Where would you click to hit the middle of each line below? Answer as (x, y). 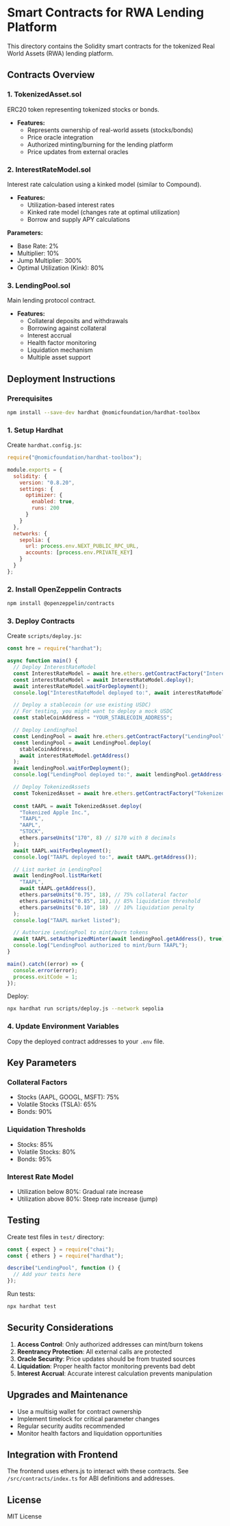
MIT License (25, 1516)
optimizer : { (44, 495)
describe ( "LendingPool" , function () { (64, 1268)
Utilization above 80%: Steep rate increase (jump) (87, 1199)
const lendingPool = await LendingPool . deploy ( (82, 743)
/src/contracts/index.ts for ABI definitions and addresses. (91, 1478)
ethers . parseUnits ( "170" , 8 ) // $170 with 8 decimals (98, 838)
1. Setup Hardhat (35, 430)
